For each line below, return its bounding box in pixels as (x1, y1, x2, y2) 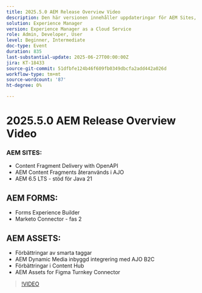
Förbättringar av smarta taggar (15, 249, 92, 257)
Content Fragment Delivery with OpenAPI (15, 162, 118, 170)
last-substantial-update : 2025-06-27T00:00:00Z (6, 54, 129, 60)
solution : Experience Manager (6, 20, 83, 26)
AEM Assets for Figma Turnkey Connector (15, 269, 121, 276)
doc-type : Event (6, 43, 47, 49)
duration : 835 (6, 49, 42, 55)
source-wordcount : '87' (6, 77, 67, 83)
